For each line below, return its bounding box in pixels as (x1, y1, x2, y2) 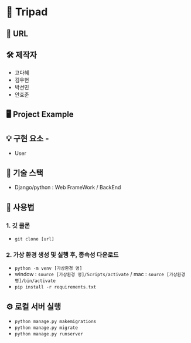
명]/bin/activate (14, 278, 56, 284)
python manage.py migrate (14, 325, 78, 331)
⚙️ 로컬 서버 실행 (6, 301, 62, 311)
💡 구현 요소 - (6, 134, 49, 144)
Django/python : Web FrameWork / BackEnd (14, 184, 121, 191)
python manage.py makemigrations (14, 319, 97, 325)
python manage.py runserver (14, 331, 83, 337)
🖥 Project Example (6, 109, 74, 119)
